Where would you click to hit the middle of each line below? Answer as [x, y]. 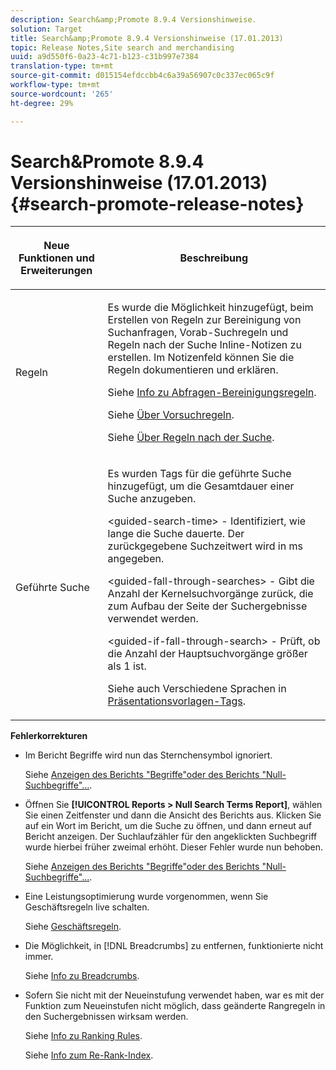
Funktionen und [56, 258]
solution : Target [46, 29]
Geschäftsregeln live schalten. [87, 907]
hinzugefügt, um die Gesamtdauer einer [201, 486]
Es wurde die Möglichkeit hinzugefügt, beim [210, 308]
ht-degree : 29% [42, 103]
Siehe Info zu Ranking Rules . [83, 1036]
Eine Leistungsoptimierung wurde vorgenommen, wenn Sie [146, 897]
